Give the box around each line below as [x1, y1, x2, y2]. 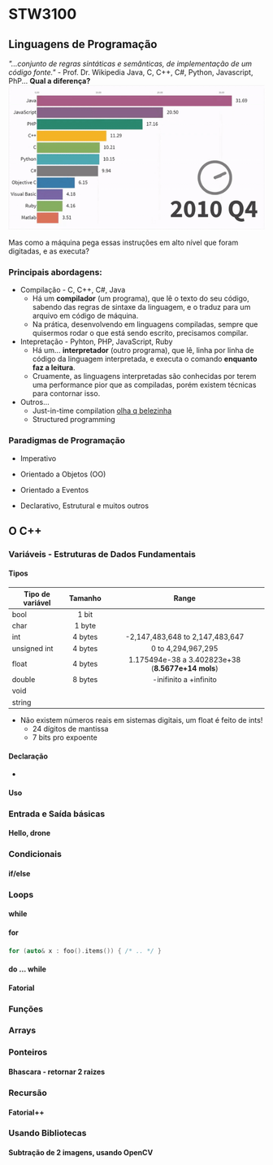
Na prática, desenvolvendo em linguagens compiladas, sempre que [32, 320, 258, 329]
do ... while [8, 964, 47, 974]
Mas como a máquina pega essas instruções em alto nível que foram [8, 237, 239, 247]
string [11, 697, 32, 707]
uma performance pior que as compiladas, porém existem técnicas [32, 380, 257, 390]
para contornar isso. [32, 389, 101, 398]
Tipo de [24, 589, 50, 598]
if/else [8, 868, 31, 878]
